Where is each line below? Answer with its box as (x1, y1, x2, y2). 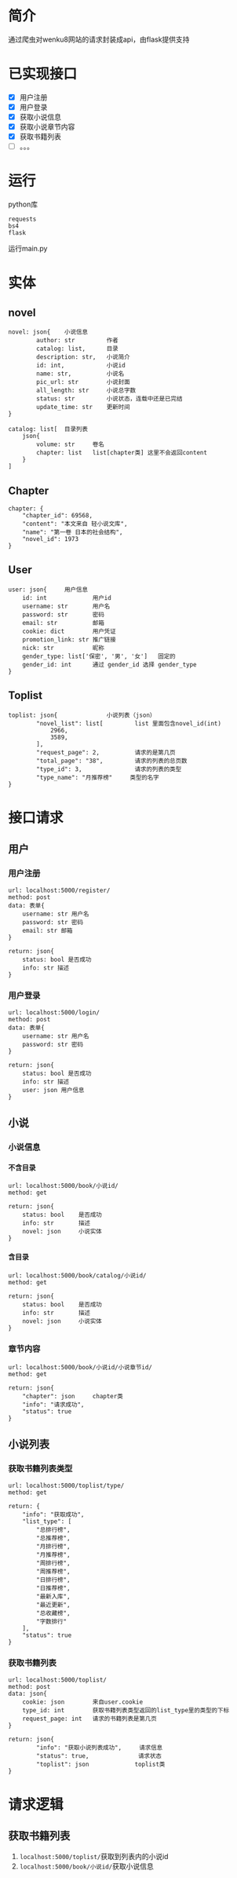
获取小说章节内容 (19, 122, 75, 132)
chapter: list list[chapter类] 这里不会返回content (36, 449, 208, 457)
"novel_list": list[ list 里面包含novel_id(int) (36, 719, 222, 727)
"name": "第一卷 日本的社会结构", (22, 528, 123, 536)
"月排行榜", (36, 1542, 71, 1551)
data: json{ (8, 1690, 47, 1697)
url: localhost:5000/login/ (8, 1008, 100, 1017)
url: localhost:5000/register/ (8, 886, 111, 894)
